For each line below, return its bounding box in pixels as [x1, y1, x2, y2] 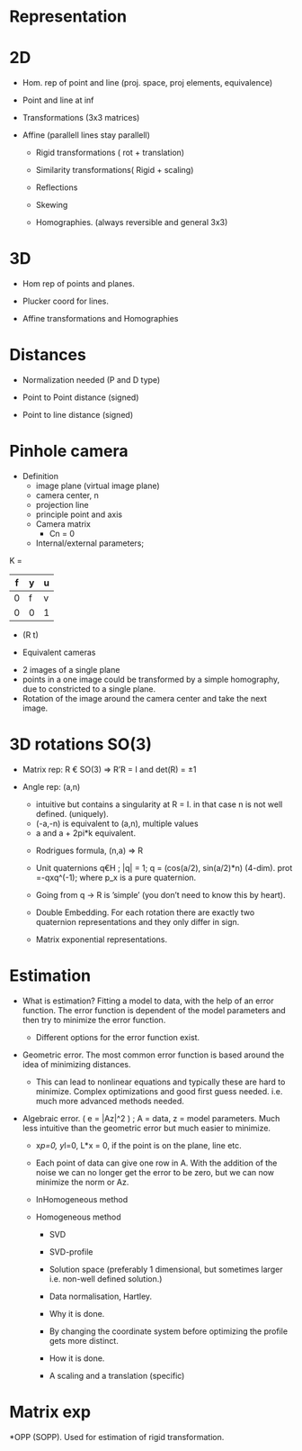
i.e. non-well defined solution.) [49, 1273, 163, 1284]
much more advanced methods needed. [35, 1095, 184, 1106]
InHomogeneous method [35, 1193, 129, 1204]
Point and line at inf [22, 95, 94, 105]
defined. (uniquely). [35, 808, 110, 819]
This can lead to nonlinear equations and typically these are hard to [35, 1076, 286, 1087]
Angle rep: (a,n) [22, 781, 81, 792]
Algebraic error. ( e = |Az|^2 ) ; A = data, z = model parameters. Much [22, 1112, 280, 1123]
